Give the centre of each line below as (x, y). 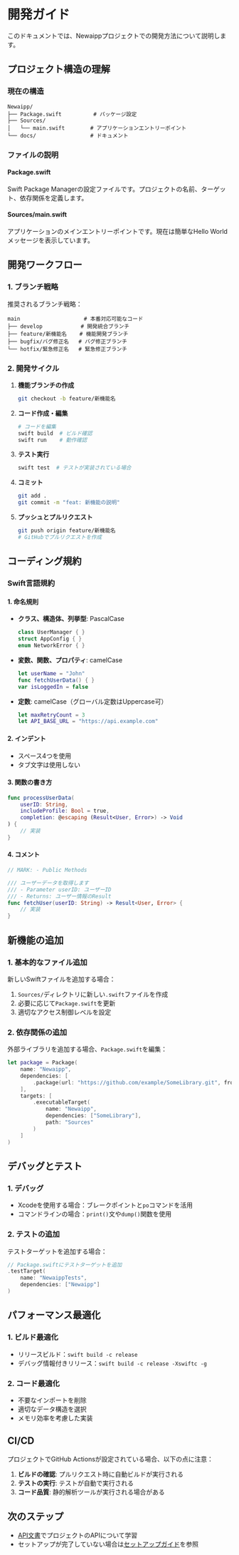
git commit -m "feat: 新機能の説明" (69, 503)
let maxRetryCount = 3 (51, 715)
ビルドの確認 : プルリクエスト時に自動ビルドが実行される (100, 1474)
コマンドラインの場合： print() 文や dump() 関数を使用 (95, 1214)
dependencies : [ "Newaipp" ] (60, 1285)
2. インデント (27, 738)
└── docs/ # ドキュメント (68, 135)
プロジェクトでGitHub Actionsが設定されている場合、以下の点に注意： (110, 1459)
